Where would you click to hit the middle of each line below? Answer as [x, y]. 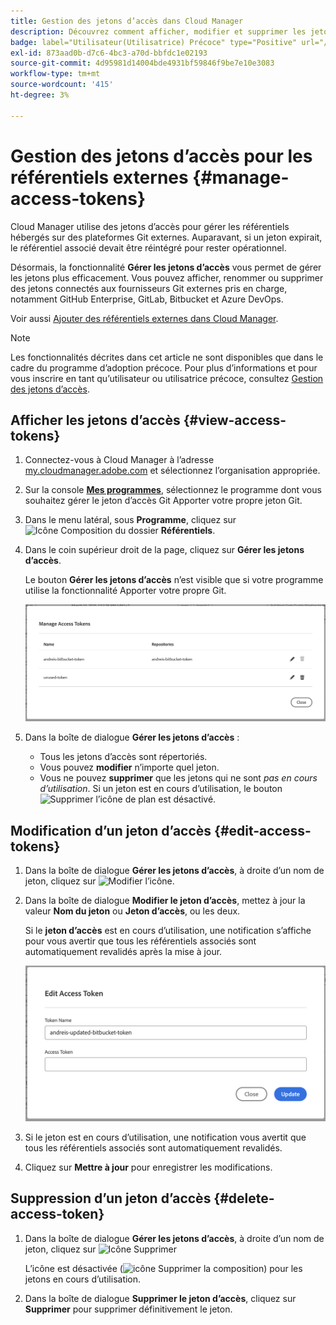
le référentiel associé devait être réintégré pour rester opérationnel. [148, 247]
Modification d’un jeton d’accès [111, 830]
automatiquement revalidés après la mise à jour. [123, 952]
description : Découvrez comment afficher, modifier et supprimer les [158, 31]
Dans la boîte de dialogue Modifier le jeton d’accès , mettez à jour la [165, 901]
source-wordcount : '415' [62, 85]
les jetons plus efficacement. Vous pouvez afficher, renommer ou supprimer [167, 277]
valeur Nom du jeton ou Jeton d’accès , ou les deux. [132, 911]
